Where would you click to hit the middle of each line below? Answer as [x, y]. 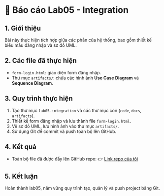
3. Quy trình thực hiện [39, 99]
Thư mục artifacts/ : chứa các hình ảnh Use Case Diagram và [75, 78]
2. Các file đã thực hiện [41, 61]
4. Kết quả [20, 147]
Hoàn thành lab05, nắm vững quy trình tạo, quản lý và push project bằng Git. [82, 188]
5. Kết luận [21, 176]
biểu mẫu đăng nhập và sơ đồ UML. [41, 45]
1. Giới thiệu [23, 28]
